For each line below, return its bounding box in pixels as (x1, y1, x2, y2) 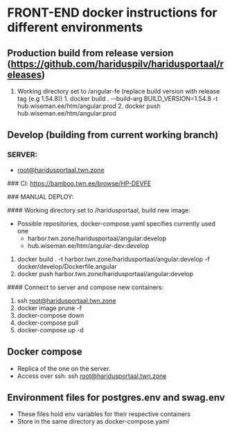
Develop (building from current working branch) (7, 129, 219, 141)
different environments (7, 19, 143, 35)
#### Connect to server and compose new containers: (7, 282, 164, 291)
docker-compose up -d (17, 325, 84, 334)
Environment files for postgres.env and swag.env (7, 391, 225, 403)
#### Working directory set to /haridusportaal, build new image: (7, 206, 190, 214)
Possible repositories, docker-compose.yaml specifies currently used (17, 219, 216, 228)
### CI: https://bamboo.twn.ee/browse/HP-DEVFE (7, 179, 151, 188)
